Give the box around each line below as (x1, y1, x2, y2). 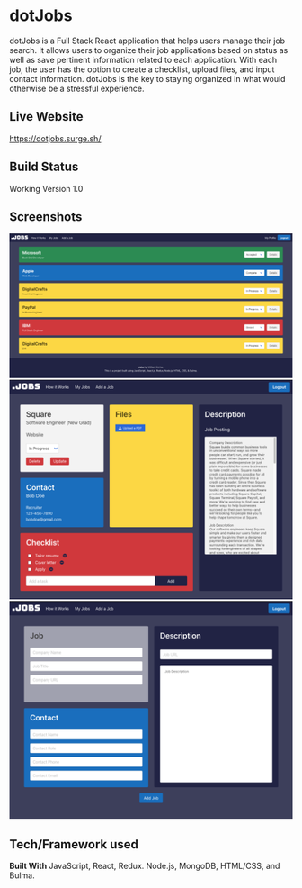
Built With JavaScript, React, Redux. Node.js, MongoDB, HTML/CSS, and (9, 861, 280, 872)
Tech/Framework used (9, 837, 139, 852)
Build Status (9, 159, 79, 175)
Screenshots (9, 209, 83, 224)
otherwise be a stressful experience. (9, 83, 145, 94)
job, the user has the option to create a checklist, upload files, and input (9, 64, 275, 75)
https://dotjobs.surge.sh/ (9, 132, 102, 144)
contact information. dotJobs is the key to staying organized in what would (9, 73, 286, 84)
